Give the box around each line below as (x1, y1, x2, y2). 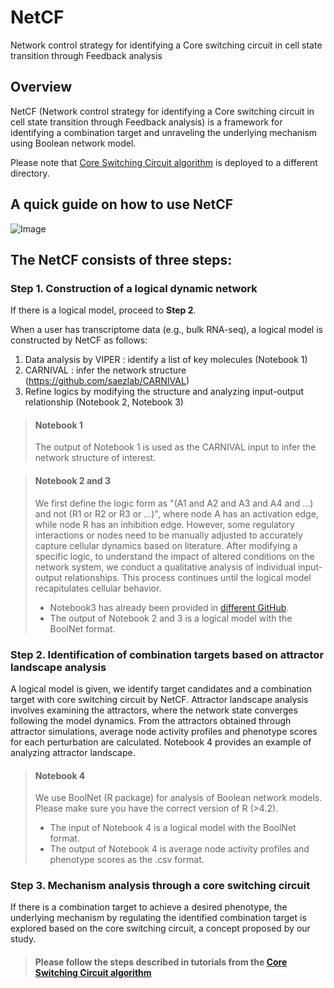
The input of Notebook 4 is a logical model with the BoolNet (49, 822, 297, 834)
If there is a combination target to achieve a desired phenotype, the (10, 901, 288, 913)
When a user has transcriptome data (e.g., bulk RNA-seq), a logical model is (10, 324, 323, 336)
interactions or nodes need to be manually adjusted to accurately (34, 529, 303, 541)
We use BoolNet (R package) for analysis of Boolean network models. (34, 792, 323, 804)
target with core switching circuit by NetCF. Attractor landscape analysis (10, 693, 309, 705)
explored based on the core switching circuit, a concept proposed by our (10, 922, 311, 935)
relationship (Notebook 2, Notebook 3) (24, 396, 184, 408)
